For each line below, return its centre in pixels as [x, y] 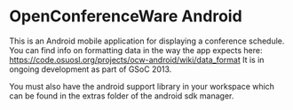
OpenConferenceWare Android [126, 16]
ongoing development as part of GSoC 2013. [91, 69]
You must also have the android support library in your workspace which [142, 86]
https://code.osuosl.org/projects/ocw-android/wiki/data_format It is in [137, 59]
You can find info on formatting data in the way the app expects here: [136, 50]
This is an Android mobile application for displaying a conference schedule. [147, 41]
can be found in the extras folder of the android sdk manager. [122, 96]
